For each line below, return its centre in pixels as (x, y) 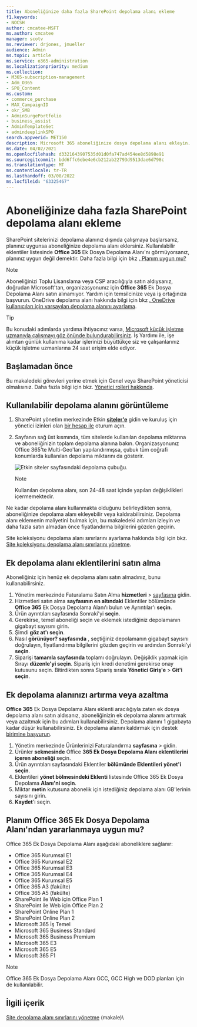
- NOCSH (16, 22)
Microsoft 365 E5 (36, 949)
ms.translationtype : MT (35, 165)
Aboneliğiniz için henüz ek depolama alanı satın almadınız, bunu (83, 577)
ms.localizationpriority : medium (47, 66)
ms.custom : (19, 94)
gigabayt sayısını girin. (42, 626)
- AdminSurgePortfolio (34, 116)
